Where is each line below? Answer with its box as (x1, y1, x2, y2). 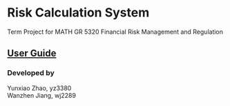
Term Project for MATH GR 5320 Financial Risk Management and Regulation (7, 28, 223, 36)
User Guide (7, 47, 57, 59)
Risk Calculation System (7, 5, 150, 21)
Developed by (7, 68, 55, 78)
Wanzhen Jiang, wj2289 (7, 91, 76, 99)
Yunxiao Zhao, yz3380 (7, 84, 72, 92)
